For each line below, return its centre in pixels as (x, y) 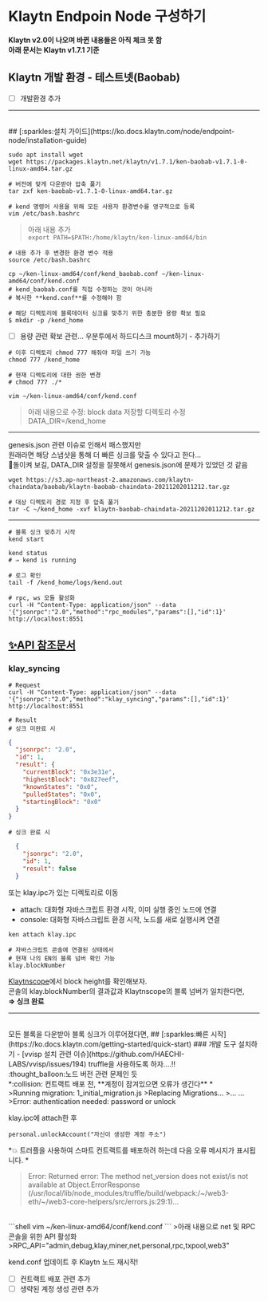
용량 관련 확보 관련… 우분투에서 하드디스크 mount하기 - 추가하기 (120, 336)
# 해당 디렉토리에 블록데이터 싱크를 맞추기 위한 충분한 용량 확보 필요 (107, 313)
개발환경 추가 (40, 98)
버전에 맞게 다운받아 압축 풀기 (58, 184)
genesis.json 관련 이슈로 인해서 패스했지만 (75, 444)
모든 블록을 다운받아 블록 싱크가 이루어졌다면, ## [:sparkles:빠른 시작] (117, 1034)
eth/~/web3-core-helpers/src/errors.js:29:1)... (103, 1201)
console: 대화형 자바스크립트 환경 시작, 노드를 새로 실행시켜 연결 (120, 919)
